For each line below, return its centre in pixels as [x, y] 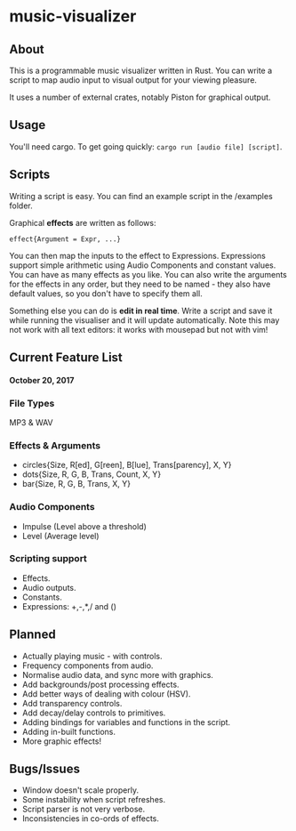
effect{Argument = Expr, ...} [65, 239]
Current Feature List [66, 358]
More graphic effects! [62, 741]
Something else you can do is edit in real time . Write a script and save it [141, 311]
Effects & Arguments [55, 445]
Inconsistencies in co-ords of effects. [91, 819]
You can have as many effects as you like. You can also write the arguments [148, 274]
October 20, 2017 [42, 380]
